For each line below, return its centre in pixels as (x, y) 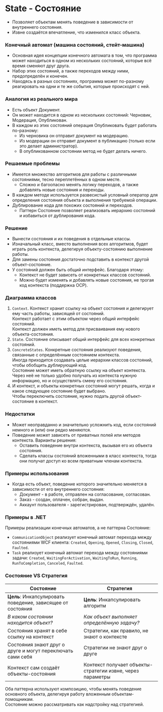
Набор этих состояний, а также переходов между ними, (71, 71)
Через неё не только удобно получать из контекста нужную (74, 375)
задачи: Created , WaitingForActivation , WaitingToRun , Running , (75, 558)
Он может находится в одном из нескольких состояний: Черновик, (82, 115)
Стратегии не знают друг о (115, 647)
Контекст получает (106, 664)
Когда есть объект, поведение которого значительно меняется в (79, 484)
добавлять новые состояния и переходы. (62, 190)
